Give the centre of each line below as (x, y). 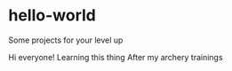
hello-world (52, 16)
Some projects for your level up (66, 40)
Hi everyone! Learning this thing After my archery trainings (116, 57)
